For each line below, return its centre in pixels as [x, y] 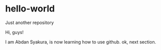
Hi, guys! [14, 32]
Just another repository [30, 22]
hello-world [30, 9]
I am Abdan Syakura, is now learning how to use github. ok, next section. [81, 42]
